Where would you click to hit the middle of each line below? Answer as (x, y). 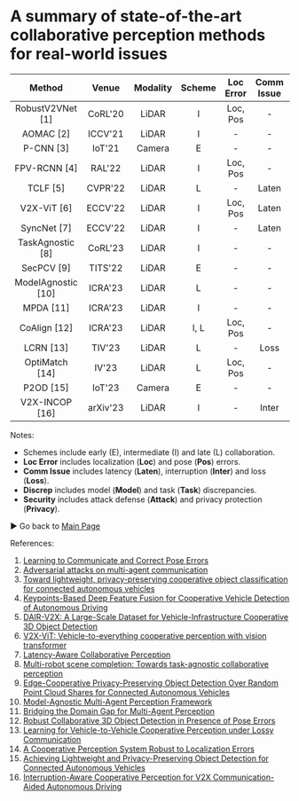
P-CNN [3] (46, 148)
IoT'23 (106, 388)
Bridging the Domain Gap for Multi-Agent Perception (119, 711)
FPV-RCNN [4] (46, 168)
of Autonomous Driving (66, 607)
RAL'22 (106, 168)
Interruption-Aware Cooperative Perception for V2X (117, 777)
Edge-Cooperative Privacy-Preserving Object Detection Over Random (150, 683)
